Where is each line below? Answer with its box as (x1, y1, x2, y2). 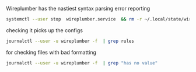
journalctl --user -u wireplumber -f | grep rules (6, 38, 134, 44)
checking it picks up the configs (6, 26, 83, 34)
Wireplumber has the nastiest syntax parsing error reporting (6, 5, 150, 12)
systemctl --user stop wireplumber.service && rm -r (6, 16, 142, 22)
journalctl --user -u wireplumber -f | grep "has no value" (6, 60, 158, 66)
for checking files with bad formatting (6, 49, 97, 56)
